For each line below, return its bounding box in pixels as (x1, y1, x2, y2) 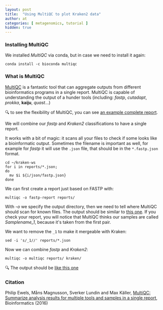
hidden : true (5, 25, 32, 30)
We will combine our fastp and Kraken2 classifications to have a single (5, 120, 147, 127)
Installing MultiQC (5, 41, 49, 48)
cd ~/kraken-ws (5, 160, 36, 165)
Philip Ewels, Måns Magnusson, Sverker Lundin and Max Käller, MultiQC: (5, 290, 151, 296)
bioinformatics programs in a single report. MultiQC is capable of (5, 89, 135, 95)
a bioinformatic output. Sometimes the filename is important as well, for (5, 140, 148, 146)
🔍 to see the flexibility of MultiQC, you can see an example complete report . (5, 109, 158, 115)
